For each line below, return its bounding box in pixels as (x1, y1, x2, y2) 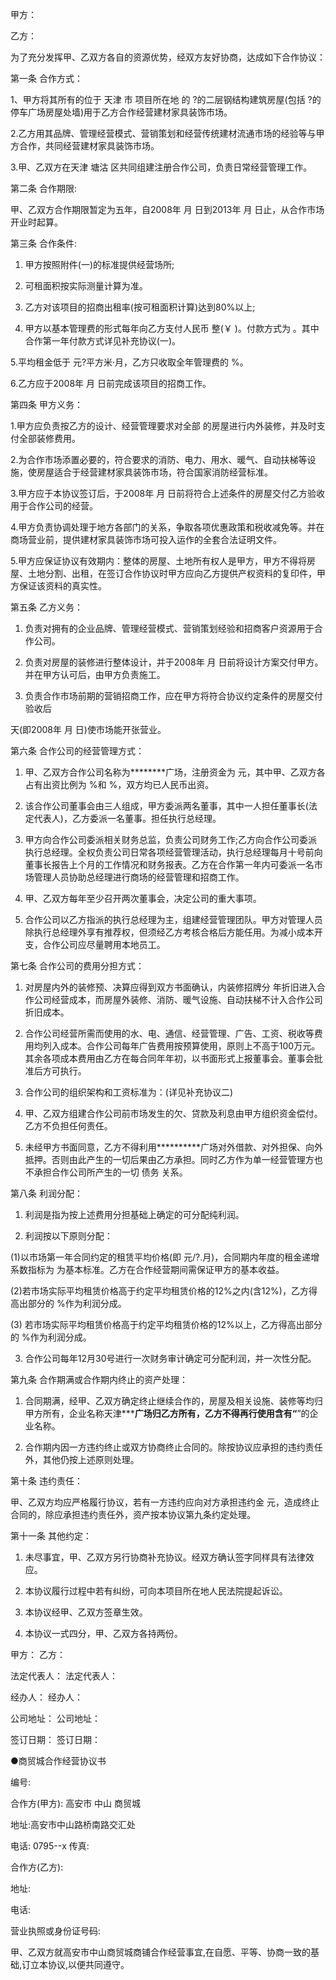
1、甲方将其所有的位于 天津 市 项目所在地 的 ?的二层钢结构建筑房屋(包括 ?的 (10, 94, 322, 105)
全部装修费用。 (18, 433, 81, 444)
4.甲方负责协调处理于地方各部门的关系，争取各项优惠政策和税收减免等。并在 (10, 521, 325, 533)
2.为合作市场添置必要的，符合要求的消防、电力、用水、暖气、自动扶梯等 (10, 454, 308, 465)
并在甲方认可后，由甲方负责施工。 (24, 669, 166, 680)
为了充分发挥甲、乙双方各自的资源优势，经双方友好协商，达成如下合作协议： (10, 51, 326, 63)
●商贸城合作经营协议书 (10, 1755, 107, 1767)
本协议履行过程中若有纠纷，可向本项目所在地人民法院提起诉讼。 (24, 1585, 288, 1597)
